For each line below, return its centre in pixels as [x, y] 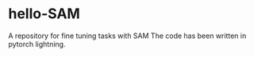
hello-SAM [44, 14]
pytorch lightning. [37, 44]
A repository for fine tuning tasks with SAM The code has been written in [127, 36]
